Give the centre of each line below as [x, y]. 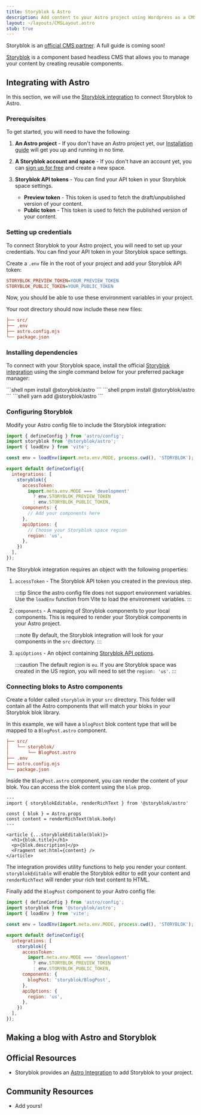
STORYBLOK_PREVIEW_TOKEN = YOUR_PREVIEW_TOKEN [63, 281]
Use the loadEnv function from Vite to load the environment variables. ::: [103, 599]
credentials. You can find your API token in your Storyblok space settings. [97, 251]
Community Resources [50, 1091]
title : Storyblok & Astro [38, 12]
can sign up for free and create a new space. [70, 168]
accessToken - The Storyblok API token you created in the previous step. [103, 581]
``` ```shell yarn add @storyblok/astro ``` [55, 396]
